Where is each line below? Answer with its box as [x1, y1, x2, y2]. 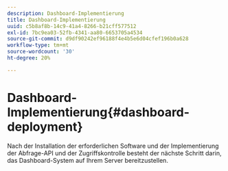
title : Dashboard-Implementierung [7, 16, 106, 23]
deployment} [7, 119, 84, 134]
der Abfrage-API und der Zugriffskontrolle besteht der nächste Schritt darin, [7, 148, 222, 157]
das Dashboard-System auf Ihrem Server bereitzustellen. [7, 156, 168, 164]
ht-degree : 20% [7, 55, 51, 62]
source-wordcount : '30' [7, 49, 76, 55]
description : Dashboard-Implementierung [7, 10, 125, 17]
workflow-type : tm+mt [7, 42, 69, 49]
